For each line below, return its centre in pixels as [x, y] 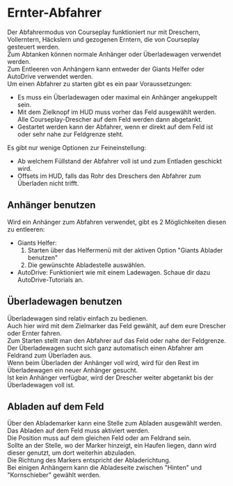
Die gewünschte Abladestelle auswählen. [87, 265]
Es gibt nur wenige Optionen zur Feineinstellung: [77, 147]
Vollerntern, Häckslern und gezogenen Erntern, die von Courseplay [103, 39]
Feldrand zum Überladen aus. [50, 355]
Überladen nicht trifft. [48, 183]
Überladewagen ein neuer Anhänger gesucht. [73, 370]
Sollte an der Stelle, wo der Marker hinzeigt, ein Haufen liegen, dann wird [112, 446]
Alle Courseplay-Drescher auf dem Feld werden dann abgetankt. [110, 119]
